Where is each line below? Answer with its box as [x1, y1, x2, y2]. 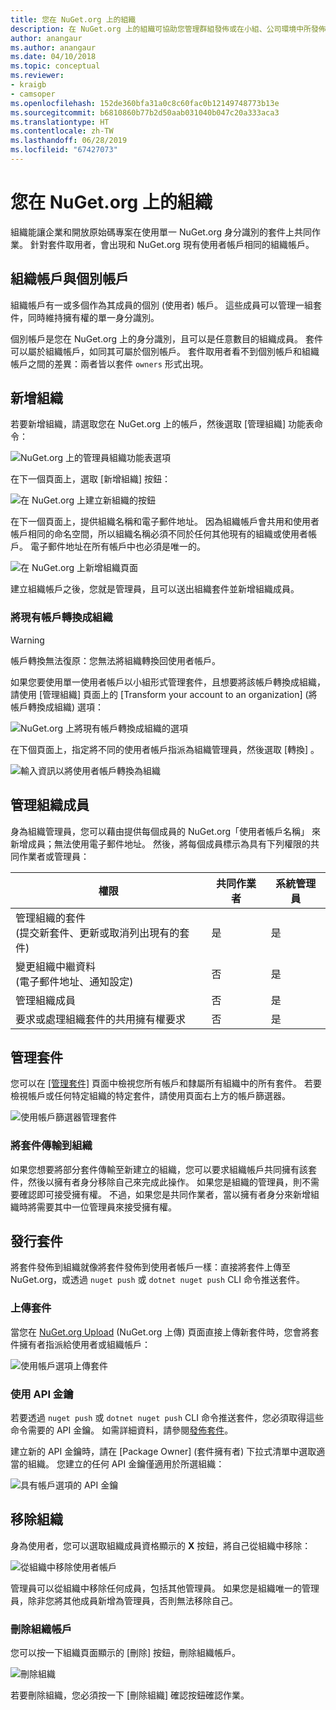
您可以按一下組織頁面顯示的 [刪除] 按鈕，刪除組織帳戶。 [10, 1647, 242, 1659]
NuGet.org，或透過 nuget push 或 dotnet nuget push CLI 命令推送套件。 [10, 1274, 305, 1286]
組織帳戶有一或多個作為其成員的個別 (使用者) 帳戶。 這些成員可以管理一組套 [10, 299, 323, 311]
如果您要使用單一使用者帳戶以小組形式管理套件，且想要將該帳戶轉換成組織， [10, 676, 326, 688]
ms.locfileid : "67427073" [10, 145, 118, 155]
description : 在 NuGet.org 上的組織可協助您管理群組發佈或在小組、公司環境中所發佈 [10, 24, 327, 34]
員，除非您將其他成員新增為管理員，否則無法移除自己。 [10, 1594, 238, 1606]
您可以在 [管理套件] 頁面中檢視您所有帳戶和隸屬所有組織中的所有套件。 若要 [10, 1077, 323, 1090]
